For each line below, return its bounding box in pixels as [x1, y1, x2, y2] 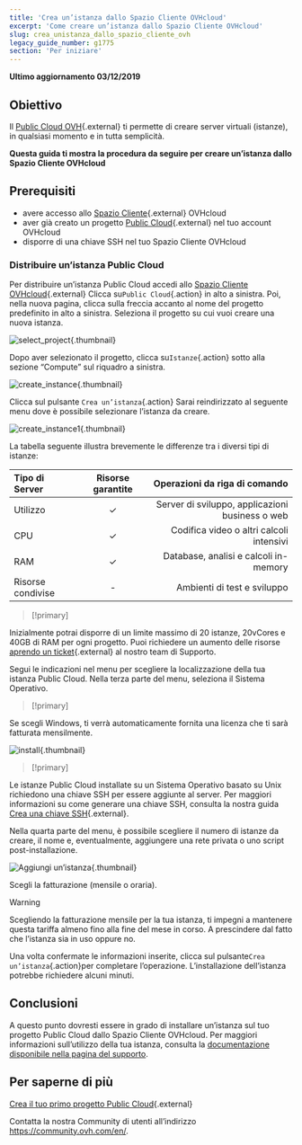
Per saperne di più [9, 1075, 114, 1090]
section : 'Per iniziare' [9, 47, 102, 56]
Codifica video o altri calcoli [170, 524, 289, 537]
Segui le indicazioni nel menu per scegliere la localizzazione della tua [9, 664, 266, 675]
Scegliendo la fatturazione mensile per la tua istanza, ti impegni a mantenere [9, 914, 293, 926]
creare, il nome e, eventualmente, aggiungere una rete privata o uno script [9, 835, 285, 846]
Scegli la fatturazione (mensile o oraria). [9, 880, 157, 891]
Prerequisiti [9, 183, 76, 199]
